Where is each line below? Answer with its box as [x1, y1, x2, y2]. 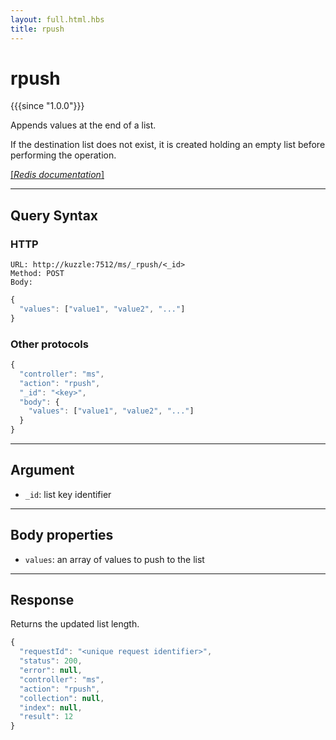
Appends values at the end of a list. [10, 119, 157, 131]
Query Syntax [10, 207, 99, 224]
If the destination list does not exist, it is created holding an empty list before [10, 139, 326, 151]
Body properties [10, 527, 114, 544]
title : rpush [10, 24, 65, 34]
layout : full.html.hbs [10, 14, 105, 25]
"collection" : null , [19, 693, 105, 703]
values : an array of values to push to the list [24, 553, 205, 565]
